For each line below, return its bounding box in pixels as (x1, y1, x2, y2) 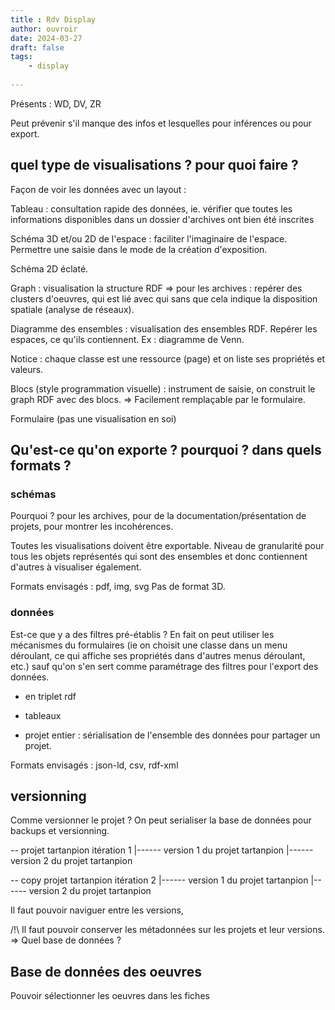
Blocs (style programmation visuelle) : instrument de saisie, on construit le (10, 382, 316, 395)
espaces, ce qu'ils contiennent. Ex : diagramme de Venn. (10, 333, 245, 345)
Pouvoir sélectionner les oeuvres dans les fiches (10, 990, 210, 1002)
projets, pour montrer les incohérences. (10, 521, 174, 533)
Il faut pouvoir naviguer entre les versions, (10, 904, 184, 916)
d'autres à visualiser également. (10, 561, 142, 573)
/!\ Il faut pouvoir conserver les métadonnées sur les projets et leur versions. (10, 924, 325, 936)
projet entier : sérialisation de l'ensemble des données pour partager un (24, 729, 321, 741)
